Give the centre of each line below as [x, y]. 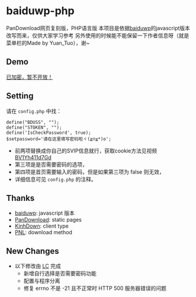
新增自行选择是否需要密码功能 [60, 273]
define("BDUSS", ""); [33, 122]
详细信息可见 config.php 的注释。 [55, 179]
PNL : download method [44, 232]
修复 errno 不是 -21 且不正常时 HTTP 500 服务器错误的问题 [95, 288]
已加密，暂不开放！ [30, 77]
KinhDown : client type [42, 226]
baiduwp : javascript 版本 [45, 213]
